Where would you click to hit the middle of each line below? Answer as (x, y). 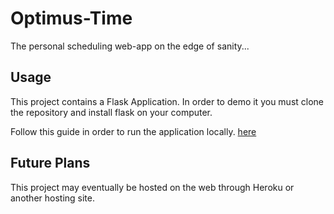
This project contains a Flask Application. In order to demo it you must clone (167, 101)
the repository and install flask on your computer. (111, 112)
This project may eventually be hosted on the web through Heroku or (152, 187)
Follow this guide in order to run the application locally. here (133, 131)
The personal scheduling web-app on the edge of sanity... (130, 46)
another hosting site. (53, 198)
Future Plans (50, 163)
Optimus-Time (71, 18)
